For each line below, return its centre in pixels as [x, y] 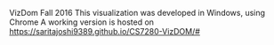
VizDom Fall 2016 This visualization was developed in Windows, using [137, 13]
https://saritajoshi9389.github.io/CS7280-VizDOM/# [105, 31]
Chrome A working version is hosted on [81, 22]
